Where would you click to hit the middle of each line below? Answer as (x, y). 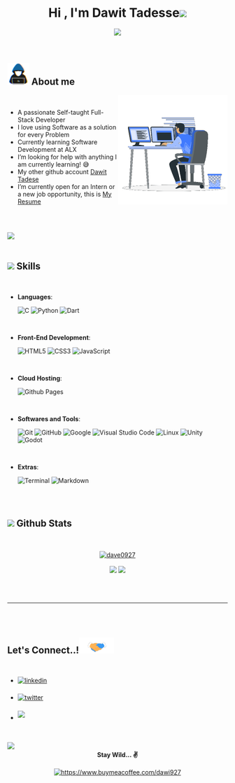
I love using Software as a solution (67, 127)
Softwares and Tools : (49, 418)
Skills (28, 266)
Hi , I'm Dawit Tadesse (114, 13)
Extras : (28, 467)
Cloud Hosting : (40, 378)
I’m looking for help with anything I (67, 157)
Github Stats (44, 523)
